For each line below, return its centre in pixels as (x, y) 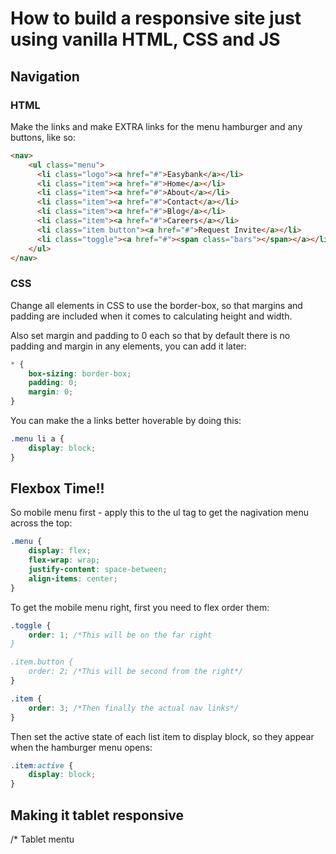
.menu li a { (37, 439)
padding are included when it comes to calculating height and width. (151, 316)
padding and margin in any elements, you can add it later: (128, 346)
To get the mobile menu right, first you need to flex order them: (140, 607)
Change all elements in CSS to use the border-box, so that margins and (156, 305)
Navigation (45, 76)
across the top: (41, 523)
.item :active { (42, 765)
